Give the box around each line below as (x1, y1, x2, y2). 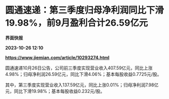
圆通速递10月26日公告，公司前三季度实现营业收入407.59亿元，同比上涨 (5, 65, 153, 71)
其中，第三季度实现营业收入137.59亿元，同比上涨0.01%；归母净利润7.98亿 (5, 81, 159, 88)
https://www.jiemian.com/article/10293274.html (5, 54, 110, 60)
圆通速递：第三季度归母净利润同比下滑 (5, 5, 164, 16)
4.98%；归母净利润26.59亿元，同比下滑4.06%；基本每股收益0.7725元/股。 (5, 71, 162, 77)
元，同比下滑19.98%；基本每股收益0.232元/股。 (5, 88, 105, 94)
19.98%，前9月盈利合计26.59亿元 (5, 17, 148, 29)
